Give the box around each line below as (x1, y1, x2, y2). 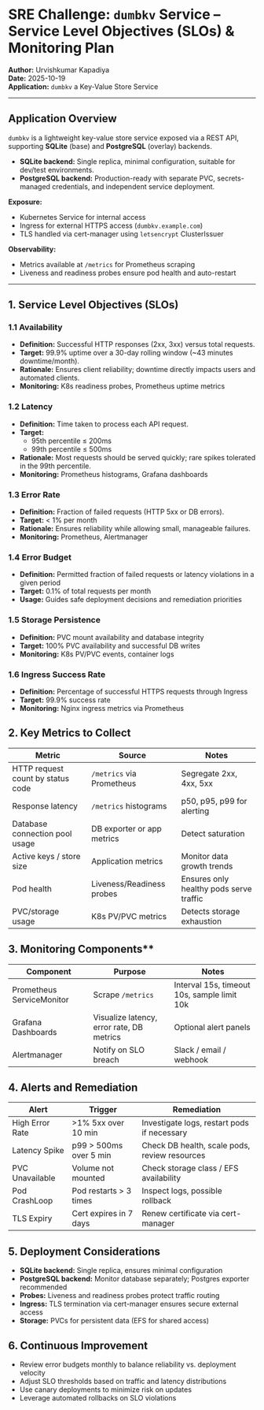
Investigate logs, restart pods (141, 1118, 250, 1129)
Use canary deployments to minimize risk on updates (19, 1385, 192, 1394)
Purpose (113, 965, 146, 977)
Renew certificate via (141, 1208, 220, 1219)
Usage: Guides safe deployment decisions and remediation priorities (19, 595, 242, 605)
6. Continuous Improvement (8, 1338, 148, 1352)
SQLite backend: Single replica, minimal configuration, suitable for (19, 156, 236, 166)
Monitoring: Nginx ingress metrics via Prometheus (19, 703, 185, 712)
